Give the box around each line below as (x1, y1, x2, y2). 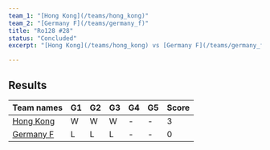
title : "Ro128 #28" (8, 26, 74, 34)
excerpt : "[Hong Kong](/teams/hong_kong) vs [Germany (8, 42, 193, 50)
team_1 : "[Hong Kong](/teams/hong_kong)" (8, 11, 149, 20)
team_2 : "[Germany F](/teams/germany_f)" (8, 19, 149, 27)
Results (8, 78, 47, 92)
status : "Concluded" (8, 34, 78, 43)
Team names (12, 102, 63, 113)
